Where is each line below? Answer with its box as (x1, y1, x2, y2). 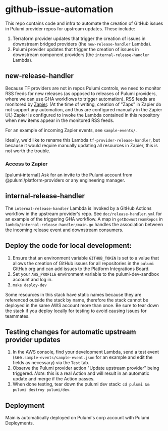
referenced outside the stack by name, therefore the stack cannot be (5, 297, 149, 303)
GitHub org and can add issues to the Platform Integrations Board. (12, 266, 150, 272)
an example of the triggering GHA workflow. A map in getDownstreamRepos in (5, 216, 163, 222)
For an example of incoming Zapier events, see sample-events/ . (5, 127, 137, 133)
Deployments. (5, 420, 34, 426)
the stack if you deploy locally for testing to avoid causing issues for (5, 308, 147, 314)
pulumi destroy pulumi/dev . (12, 386, 71, 393)
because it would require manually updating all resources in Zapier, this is (5, 142, 158, 148)
